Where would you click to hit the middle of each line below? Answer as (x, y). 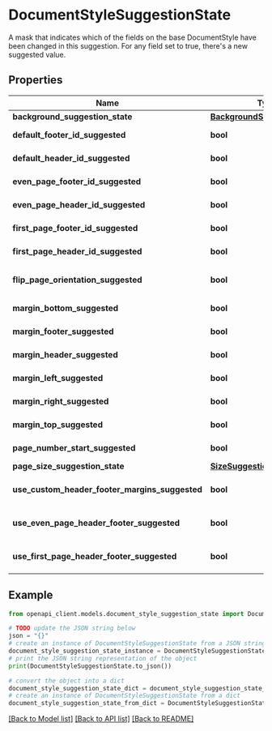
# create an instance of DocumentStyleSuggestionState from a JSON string (137, 643)
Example (31, 595)
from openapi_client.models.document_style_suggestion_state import (126, 613)
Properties (36, 80)
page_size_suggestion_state (68, 466)
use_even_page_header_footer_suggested (96, 523)
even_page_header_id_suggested (79, 204)
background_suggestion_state (72, 117)
